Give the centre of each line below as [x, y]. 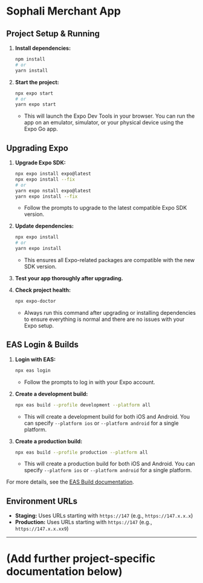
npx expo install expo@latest [53, 174]
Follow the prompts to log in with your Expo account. [89, 382]
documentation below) [64, 572]
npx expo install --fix [45, 179]
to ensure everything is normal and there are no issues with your [104, 319]
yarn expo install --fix [46, 196]
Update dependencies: [44, 226]
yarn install [31, 70]
